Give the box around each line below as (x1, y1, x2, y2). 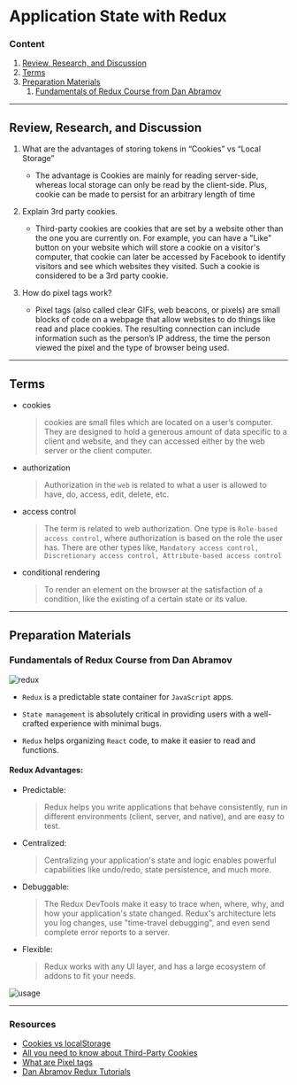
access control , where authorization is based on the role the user (43, 533, 284, 544)
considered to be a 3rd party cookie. (34, 270, 169, 281)
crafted (21, 717, 49, 728)
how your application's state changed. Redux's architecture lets (43, 908, 277, 918)
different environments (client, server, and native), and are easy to (43, 811, 285, 821)
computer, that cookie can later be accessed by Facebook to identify (34, 252, 286, 262)
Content (9, 38, 46, 50)
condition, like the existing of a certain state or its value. (43, 593, 247, 604)
